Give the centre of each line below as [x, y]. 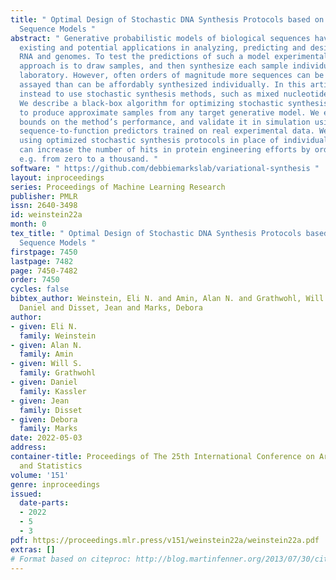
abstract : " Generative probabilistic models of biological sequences [160, 38]
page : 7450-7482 [44, 271]
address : [28, 447]
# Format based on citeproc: [71, 559]
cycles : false [40, 289]
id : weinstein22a [46, 215]
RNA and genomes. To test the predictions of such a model [145, 57]
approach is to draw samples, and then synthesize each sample [153, 66]
